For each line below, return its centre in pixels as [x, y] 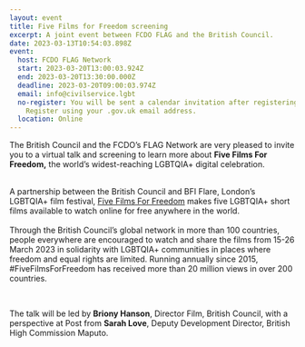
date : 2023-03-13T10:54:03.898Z [70, 43]
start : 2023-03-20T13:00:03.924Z [81, 69]
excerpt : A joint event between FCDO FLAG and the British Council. [142, 35]
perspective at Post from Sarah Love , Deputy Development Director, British [150, 323]
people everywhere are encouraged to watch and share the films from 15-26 [152, 240]
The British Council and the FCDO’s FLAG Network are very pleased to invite [152, 145]
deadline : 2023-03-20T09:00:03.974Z [87, 85]
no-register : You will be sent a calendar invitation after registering [158, 102]
